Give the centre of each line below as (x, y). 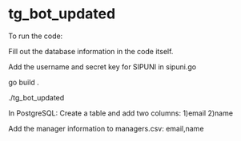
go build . (24, 82)
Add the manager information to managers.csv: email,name (106, 128)
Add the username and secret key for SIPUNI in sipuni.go (102, 67)
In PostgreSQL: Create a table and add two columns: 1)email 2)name (121, 113)
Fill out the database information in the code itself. (91, 51)
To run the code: (36, 36)
